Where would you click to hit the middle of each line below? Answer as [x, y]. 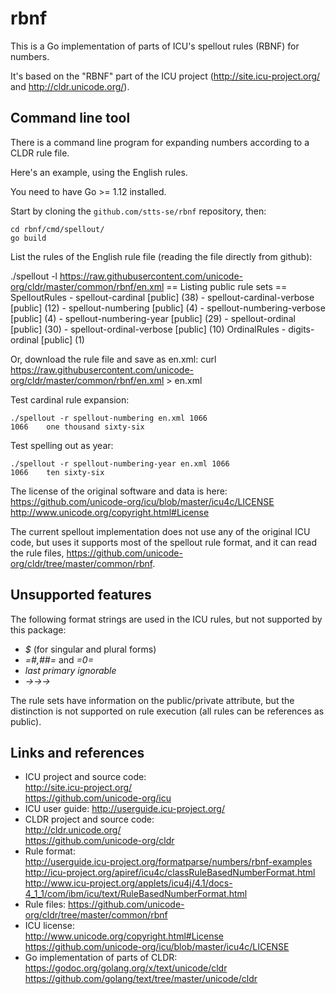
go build [28, 238]
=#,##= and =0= [59, 659]
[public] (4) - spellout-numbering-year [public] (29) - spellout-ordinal [153, 318]
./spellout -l [34, 276]
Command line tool [70, 118]
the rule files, [37, 553]
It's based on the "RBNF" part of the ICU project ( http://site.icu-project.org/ [165, 76]
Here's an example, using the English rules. [99, 172]
